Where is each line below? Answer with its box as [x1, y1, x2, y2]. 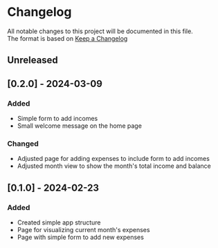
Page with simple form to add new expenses [17, 233, 144, 241]
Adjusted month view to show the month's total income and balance [17, 162, 211, 170]
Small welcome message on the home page [17, 122, 142, 130]
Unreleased [7, 55, 59, 66]
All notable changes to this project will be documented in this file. [7, 27, 194, 35]
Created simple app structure [17, 218, 101, 227]
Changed [7, 139, 39, 149]
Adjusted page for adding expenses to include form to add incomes [17, 155, 210, 163]
